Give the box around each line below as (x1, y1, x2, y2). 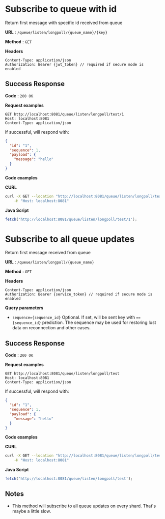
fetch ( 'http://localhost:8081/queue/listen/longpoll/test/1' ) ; (5, 217, 137, 222)
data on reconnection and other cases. (12, 325, 91, 331)
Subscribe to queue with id (5, 3, 117, 15)
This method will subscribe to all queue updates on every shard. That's (12, 503, 156, 509)
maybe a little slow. (12, 508, 51, 514)
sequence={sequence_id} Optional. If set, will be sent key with (12, 315, 135, 320)
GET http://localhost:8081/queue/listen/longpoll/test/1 (5, 112, 124, 116)
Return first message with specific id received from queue (5, 20, 123, 26)
